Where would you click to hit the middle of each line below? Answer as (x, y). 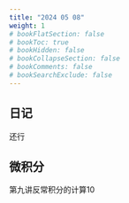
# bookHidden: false (47, 51)
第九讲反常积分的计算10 (52, 190)
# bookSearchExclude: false (61, 75)
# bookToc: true (39, 42)
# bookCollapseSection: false (65, 59)
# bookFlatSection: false (57, 34)
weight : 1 (27, 26)
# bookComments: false (51, 67)
